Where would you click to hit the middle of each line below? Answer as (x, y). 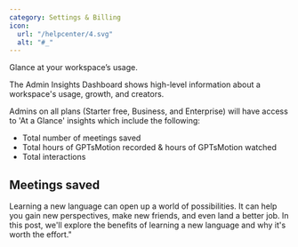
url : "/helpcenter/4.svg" (65, 34)
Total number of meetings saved (81, 138)
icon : (19, 26)
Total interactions (54, 157)
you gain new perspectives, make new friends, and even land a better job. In (149, 216)
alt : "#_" (35, 42)
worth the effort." (41, 235)
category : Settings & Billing (65, 17)
